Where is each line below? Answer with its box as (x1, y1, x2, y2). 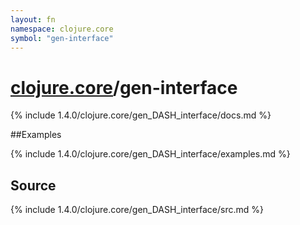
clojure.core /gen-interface (10, 76, 238, 99)
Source (10, 177, 57, 194)
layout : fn (10, 14, 56, 25)
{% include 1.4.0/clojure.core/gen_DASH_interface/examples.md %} (10, 148, 291, 160)
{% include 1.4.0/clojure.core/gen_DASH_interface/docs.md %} (10, 109, 272, 121)
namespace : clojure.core (10, 24, 114, 34)
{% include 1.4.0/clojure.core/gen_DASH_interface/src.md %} (10, 204, 264, 216)
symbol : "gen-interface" (10, 33, 114, 43)
